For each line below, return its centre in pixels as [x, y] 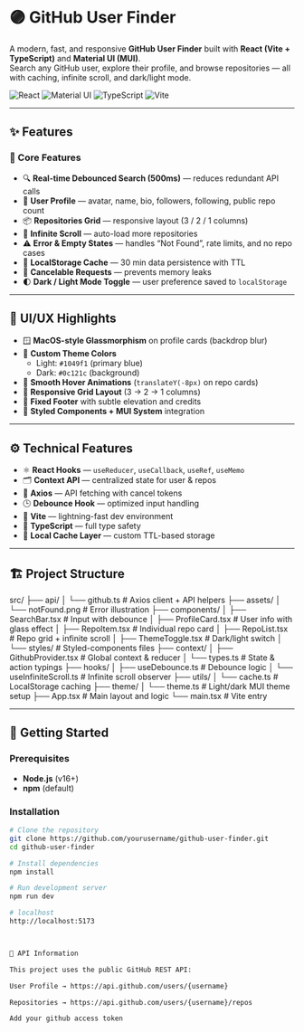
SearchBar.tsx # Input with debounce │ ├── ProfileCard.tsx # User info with [151, 620]
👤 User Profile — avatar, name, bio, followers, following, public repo [149, 201]
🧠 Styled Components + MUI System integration [114, 412]
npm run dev [32, 896]
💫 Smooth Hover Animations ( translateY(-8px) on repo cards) [140, 383]
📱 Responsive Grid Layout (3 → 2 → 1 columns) [111, 392]
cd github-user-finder [52, 847]
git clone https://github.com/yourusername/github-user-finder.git [139, 838]
